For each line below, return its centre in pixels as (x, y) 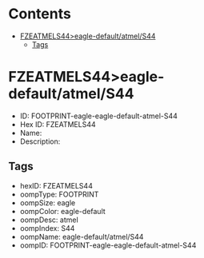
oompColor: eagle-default (62, 211)
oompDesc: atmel (49, 220)
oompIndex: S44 (47, 228)
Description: (40, 141)
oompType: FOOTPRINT (59, 194)
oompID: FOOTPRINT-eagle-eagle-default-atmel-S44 (108, 245)
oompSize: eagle (48, 202)
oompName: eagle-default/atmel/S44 (82, 236)
